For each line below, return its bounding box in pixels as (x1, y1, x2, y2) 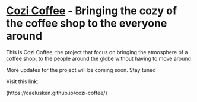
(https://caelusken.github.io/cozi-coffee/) (6, 89, 108, 96)
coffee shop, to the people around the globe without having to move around (6, 55, 192, 62)
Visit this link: (6, 78, 39, 85)
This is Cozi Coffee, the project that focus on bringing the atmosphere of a (6, 48, 188, 55)
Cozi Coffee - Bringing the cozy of (6, 4, 177, 18)
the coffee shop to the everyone (6, 17, 167, 30)
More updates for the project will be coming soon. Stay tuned (6, 66, 156, 73)
